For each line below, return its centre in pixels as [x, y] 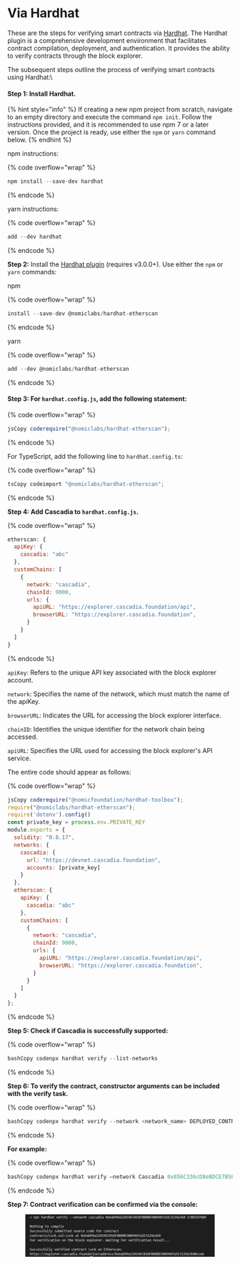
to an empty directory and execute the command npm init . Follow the [110, 117]
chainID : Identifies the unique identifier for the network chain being [106, 729]
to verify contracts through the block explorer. [75, 56]
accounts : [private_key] [63, 867]
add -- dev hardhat [35, 237]
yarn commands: [32, 272]
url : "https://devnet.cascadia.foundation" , [94, 860]
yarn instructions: [33, 209]
